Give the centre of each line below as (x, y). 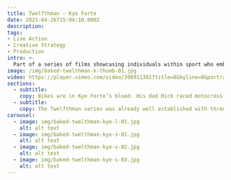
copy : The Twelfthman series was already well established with (113, 109)
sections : (21, 83)
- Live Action (27, 39)
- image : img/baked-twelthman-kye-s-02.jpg (76, 147)
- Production (26, 52)
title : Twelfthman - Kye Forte (52, 13)
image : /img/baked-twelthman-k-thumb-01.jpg (72, 70)
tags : (15, 33)
